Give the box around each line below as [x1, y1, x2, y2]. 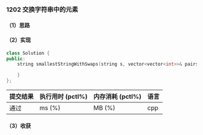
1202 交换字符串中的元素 [6, 5, 79, 13]
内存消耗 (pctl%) [93, 92, 142, 101]
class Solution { [6, 50, 50, 56]
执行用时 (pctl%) [39, 92, 88, 101]
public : [6, 55, 26, 61]
